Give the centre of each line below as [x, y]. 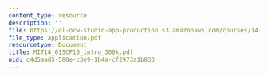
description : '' [35, 23]
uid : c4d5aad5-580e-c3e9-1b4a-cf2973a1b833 [82, 60]
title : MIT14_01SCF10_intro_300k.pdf [71, 52]
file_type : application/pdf [55, 38]
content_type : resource [48, 15]
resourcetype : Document [48, 45]
